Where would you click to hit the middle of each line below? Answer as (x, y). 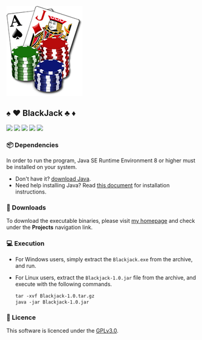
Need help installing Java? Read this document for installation (92, 186)
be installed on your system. (42, 167)
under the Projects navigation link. (50, 227)
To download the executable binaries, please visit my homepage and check (101, 221)
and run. (26, 266)
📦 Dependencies (33, 145)
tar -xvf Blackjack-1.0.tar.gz (55, 296)
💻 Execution (25, 244)
